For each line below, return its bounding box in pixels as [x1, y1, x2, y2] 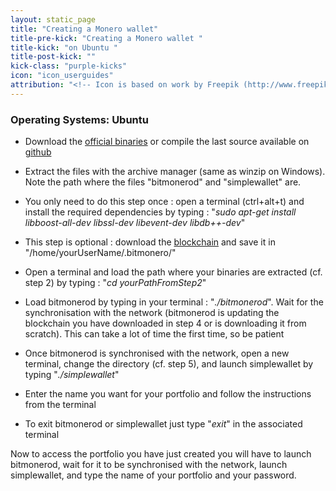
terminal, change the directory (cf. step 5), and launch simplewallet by [24, 358, 314, 370]
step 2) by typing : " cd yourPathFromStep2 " [24, 277, 207, 289]
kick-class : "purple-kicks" [10, 61, 128, 71]
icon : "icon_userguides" [10, 71, 114, 81]
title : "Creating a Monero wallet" [10, 24, 159, 34]
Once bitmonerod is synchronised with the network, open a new [24, 347, 290, 360]
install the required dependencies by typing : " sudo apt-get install [24, 206, 297, 218]
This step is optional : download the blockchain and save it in [24, 236, 276, 248]
